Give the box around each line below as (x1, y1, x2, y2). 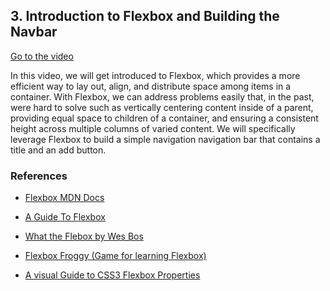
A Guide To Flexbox (24, 211, 106, 223)
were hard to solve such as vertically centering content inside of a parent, (10, 101, 314, 113)
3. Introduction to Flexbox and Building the (10, 8, 280, 25)
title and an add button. (10, 144, 107, 156)
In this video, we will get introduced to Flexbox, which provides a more (10, 69, 301, 81)
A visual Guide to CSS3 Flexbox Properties (24, 269, 201, 281)
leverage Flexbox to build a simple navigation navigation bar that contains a (10, 133, 321, 145)
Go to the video (10, 50, 74, 62)
